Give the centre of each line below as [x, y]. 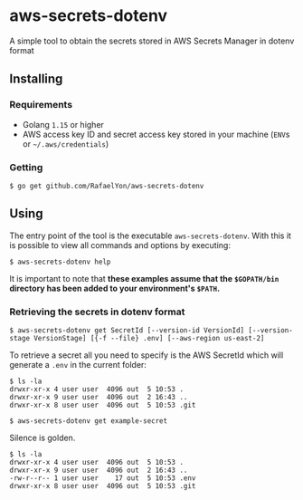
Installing [36, 79]
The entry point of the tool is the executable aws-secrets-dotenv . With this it [151, 236]
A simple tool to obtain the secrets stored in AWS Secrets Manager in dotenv [152, 41]
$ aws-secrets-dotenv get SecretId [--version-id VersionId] [127, 331]
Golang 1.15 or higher [63, 124]
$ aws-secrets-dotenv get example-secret [89, 421]
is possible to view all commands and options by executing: [120, 245]
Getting [26, 167]
